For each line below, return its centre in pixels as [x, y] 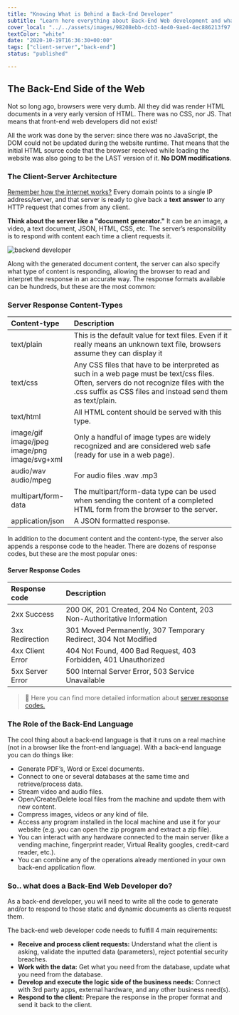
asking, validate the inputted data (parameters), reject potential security [123, 952]
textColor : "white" [36, 34]
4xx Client [28, 651]
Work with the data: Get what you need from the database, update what [124, 967]
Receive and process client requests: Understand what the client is [117, 944]
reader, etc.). [36, 852]
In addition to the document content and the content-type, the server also [115, 539]
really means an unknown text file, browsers [147, 345]
